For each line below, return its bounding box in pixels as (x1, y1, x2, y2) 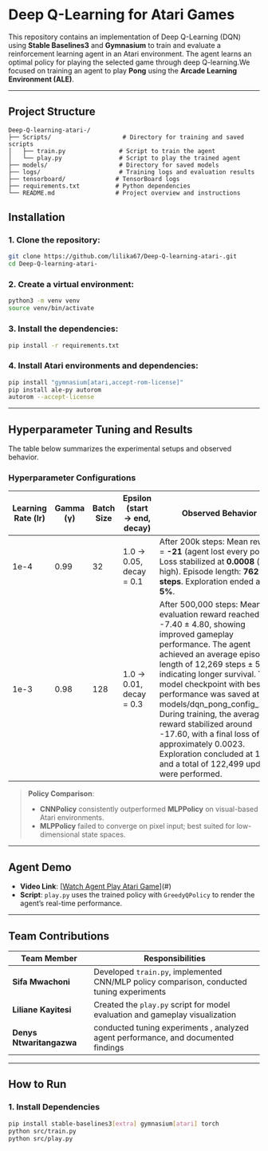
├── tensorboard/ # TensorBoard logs (8, 175, 180, 183)
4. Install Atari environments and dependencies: (8, 361, 199, 372)
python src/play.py (8, 1134, 73, 1142)
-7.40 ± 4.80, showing (159, 619, 246, 630)
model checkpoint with (159, 679, 245, 690)
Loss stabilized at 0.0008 (159, 556, 255, 567)
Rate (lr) (14, 513, 45, 524)
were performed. (159, 768, 223, 779)
